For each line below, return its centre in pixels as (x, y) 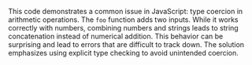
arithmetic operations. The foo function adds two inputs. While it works (123, 20)
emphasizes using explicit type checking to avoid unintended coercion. (123, 53)
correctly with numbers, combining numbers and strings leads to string (123, 28)
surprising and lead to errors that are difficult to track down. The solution (126, 45)
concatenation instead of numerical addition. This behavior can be (116, 36)
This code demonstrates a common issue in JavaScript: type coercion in (126, 11)
